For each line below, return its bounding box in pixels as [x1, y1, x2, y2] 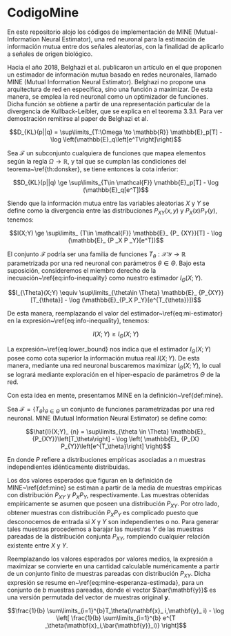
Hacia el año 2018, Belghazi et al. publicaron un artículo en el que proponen [7, 63, 222, 71]
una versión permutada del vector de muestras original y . [7, 592, 170, 601]
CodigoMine [7, 5, 79, 21]
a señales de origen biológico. [7, 50, 93, 58]
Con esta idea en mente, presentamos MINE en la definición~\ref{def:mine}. [7, 391, 223, 399]
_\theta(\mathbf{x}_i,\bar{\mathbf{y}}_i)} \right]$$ [44, 621, 188, 629]
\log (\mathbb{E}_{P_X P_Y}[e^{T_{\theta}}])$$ [68, 296, 202, 305]
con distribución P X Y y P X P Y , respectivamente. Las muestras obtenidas [7, 490, 210, 501]
